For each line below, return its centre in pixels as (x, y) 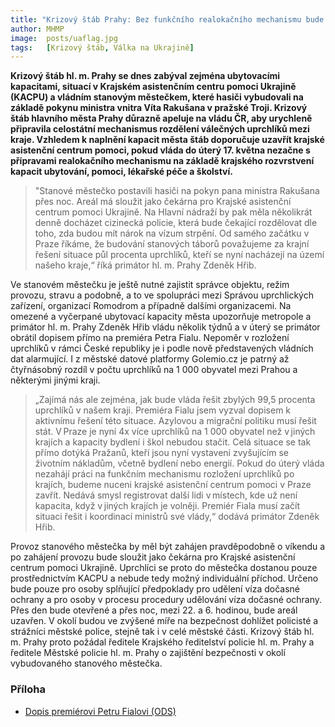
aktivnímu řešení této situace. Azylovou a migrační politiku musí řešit (175, 421)
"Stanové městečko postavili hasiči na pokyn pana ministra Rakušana (177, 191)
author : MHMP (37, 29)
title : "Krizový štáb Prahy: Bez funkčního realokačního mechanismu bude (167, 19)
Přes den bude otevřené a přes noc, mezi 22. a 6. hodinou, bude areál (154, 610)
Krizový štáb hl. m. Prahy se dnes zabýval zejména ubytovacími (145, 76)
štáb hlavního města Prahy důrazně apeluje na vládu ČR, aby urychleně (161, 118)
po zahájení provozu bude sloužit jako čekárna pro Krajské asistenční (153, 557)
